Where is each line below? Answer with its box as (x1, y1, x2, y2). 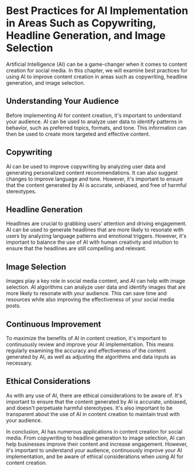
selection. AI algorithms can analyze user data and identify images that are (6, 283, 186, 290)
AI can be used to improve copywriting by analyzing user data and (6, 162, 165, 170)
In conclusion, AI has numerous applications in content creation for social (6, 428, 183, 435)
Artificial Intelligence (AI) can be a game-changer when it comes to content (6, 60, 188, 68)
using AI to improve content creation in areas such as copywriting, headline (6, 73, 188, 80)
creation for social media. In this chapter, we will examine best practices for (6, 67, 188, 74)
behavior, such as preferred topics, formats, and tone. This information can (6, 124, 187, 131)
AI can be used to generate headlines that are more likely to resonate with (6, 226, 184, 233)
